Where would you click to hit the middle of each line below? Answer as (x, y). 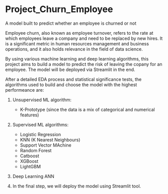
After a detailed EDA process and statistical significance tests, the (73, 79)
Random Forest (36, 150)
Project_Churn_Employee (59, 9)
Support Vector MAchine (46, 145)
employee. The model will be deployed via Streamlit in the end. (70, 70)
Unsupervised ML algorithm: (42, 100)
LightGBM (30, 166)
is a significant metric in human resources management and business (77, 43)
